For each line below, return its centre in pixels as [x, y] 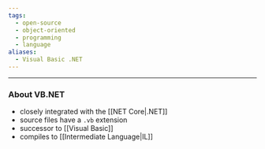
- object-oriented [46, 30]
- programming [38, 37]
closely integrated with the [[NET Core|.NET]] [93, 112]
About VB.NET [37, 94]
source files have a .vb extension [73, 120]
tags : [17, 15]
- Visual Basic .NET [49, 60]
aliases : [22, 52]
